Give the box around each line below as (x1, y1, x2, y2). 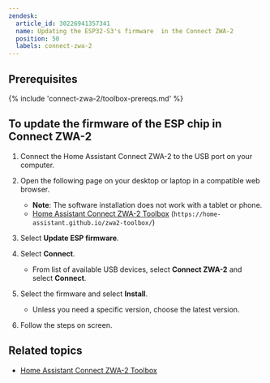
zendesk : (8, 11, 38, 20)
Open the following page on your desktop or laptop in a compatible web (19, 175, 260, 185)
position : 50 (15, 34, 60, 43)
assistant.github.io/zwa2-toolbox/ (32, 218, 152, 227)
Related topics (8, 344, 83, 358)
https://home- (174, 210, 221, 218)
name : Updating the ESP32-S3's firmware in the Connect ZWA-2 (15, 27, 234, 35)
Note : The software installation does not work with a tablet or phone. (32, 200, 263, 209)
